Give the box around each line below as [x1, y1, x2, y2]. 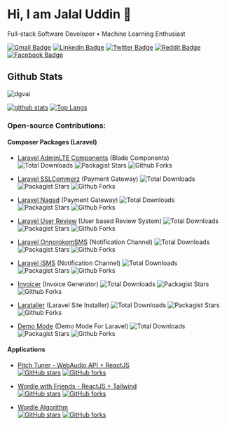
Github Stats [7, 71, 63, 83]
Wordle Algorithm [17, 403, 69, 412]
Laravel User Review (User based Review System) [17, 217, 163, 225]
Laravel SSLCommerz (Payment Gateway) [17, 175, 139, 183]
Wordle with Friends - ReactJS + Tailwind [17, 382, 137, 391]
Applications [7, 345, 46, 353]
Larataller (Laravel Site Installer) [17, 301, 110, 309]
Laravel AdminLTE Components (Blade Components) [17, 154, 170, 162]
